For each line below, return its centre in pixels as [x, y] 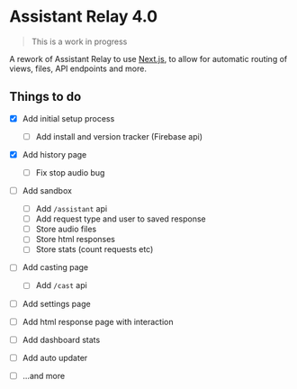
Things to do [45, 97]
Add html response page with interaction [98, 321]
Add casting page [55, 267]
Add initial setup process [68, 118]
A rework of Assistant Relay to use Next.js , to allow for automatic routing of [148, 59]
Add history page [54, 154]
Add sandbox [47, 190]
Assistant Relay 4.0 [84, 17]
